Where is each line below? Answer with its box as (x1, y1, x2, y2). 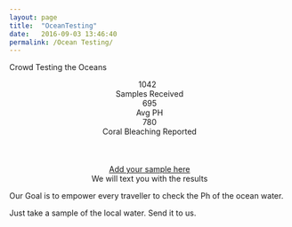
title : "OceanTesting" (9, 21, 98, 30)
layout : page (9, 12, 58, 22)
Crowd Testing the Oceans (9, 62, 107, 73)
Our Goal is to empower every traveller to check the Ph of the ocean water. (9, 191, 284, 201)
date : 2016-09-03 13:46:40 (9, 29, 118, 38)
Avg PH (135, 107, 164, 118)
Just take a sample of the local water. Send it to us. (9, 207, 197, 218)
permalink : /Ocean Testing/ (9, 37, 114, 47)
